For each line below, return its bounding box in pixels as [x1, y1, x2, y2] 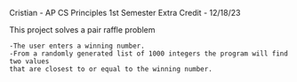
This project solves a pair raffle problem [9, 25, 156, 34]
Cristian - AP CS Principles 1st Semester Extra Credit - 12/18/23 [9, 8, 241, 18]
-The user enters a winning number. [9, 41, 145, 50]
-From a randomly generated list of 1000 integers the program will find [9, 49, 289, 58]
